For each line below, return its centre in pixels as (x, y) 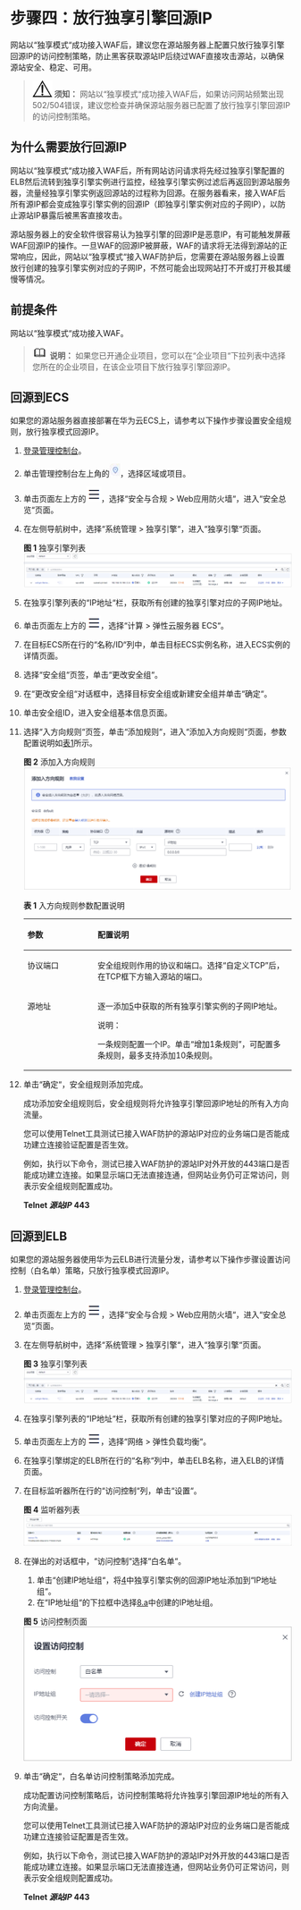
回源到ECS (40, 397)
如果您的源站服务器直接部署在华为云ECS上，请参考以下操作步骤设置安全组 (147, 420)
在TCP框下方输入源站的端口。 (153, 976)
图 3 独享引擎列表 (55, 1364)
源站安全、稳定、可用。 (53, 67)
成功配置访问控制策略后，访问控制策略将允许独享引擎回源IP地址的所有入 (156, 1796)
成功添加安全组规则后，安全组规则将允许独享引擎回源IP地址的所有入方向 (156, 1103)
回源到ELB (39, 1236)
